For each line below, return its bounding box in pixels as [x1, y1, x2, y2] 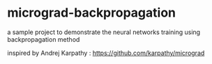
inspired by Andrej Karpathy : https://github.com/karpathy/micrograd [7, 49, 205, 57]
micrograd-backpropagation [7, 5, 176, 21]
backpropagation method [7, 35, 80, 43]
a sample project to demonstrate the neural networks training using [7, 28, 201, 36]
